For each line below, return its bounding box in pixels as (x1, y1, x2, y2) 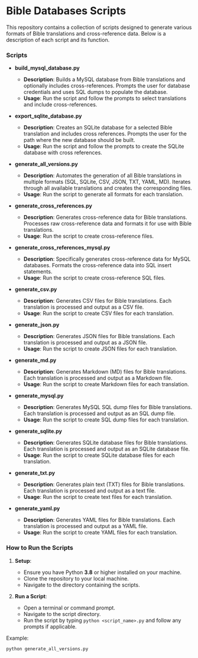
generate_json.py (14, 321, 60, 329)
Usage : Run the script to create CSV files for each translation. (23, 310, 174, 317)
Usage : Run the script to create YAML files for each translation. (23, 529, 178, 536)
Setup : (14, 557, 32, 564)
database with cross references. (23, 149, 102, 156)
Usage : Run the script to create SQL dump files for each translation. (23, 416, 189, 423)
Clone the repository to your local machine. (23, 575, 129, 582)
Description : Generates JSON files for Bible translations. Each (23, 333, 176, 340)
